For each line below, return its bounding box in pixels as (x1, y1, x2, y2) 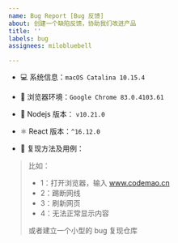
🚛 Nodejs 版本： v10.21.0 (19, 109, 105, 119)
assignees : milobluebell (8, 42, 92, 50)
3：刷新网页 (40, 198, 81, 208)
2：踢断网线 (40, 188, 81, 198)
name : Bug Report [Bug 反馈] (8, 11, 104, 20)
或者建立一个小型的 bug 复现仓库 (28, 226, 138, 236)
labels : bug (8, 34, 49, 43)
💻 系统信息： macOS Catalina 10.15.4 (19, 72, 146, 82)
